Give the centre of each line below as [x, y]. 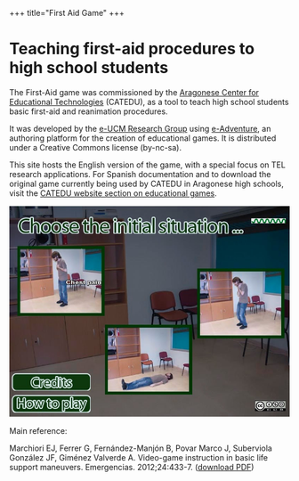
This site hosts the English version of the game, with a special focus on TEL [148, 165]
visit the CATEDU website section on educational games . [113, 193]
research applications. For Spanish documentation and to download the [140, 174]
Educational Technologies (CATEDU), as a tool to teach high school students [149, 102]
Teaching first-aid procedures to [132, 49]
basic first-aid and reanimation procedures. [89, 111]
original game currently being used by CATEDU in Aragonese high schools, [147, 183]
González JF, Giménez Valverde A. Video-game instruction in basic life [139, 457]
